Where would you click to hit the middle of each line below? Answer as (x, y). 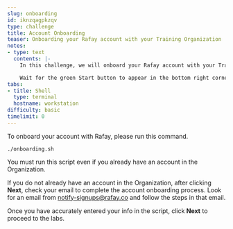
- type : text (26, 53)
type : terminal (35, 97)
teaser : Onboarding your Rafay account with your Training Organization (114, 40)
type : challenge (31, 26)
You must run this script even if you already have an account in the (103, 162)
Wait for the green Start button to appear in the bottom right (114, 78)
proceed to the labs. (36, 218)
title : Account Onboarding (46, 33)
